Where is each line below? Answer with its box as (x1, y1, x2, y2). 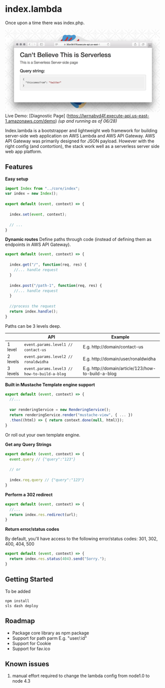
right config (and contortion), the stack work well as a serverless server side (5, 143, 160, 149)
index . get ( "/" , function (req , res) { (9, 262, 87, 267)
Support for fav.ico (12, 646, 51, 652)
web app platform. (5, 148, 42, 154)
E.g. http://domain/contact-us (82, 344, 143, 349)
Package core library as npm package (12, 630, 89, 636)
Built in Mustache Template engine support (5, 381, 95, 387)
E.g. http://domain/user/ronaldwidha (82, 356, 156, 362)
